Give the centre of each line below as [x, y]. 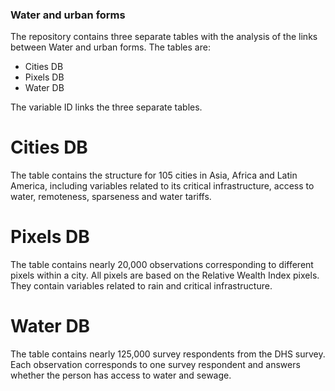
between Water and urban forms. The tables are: [110, 47]
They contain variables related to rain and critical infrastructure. [141, 286]
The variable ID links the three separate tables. [106, 107]
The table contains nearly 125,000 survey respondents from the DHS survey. [168, 354]
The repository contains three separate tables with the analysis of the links [164, 37]
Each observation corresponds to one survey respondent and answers [155, 365]
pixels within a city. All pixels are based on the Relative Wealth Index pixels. [165, 275]
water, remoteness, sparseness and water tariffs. [111, 197]
